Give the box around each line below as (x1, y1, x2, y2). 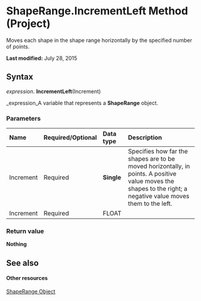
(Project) (6, 17, 51, 30)
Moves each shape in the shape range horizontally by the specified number (6, 36, 193, 44)
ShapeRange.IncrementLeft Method (6, 4, 188, 18)
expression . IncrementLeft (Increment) (6, 88, 101, 95)
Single (102, 173, 121, 182)
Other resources (6, 275, 48, 282)
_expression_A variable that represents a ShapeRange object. (6, 99, 159, 106)
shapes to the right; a (127, 185, 187, 193)
